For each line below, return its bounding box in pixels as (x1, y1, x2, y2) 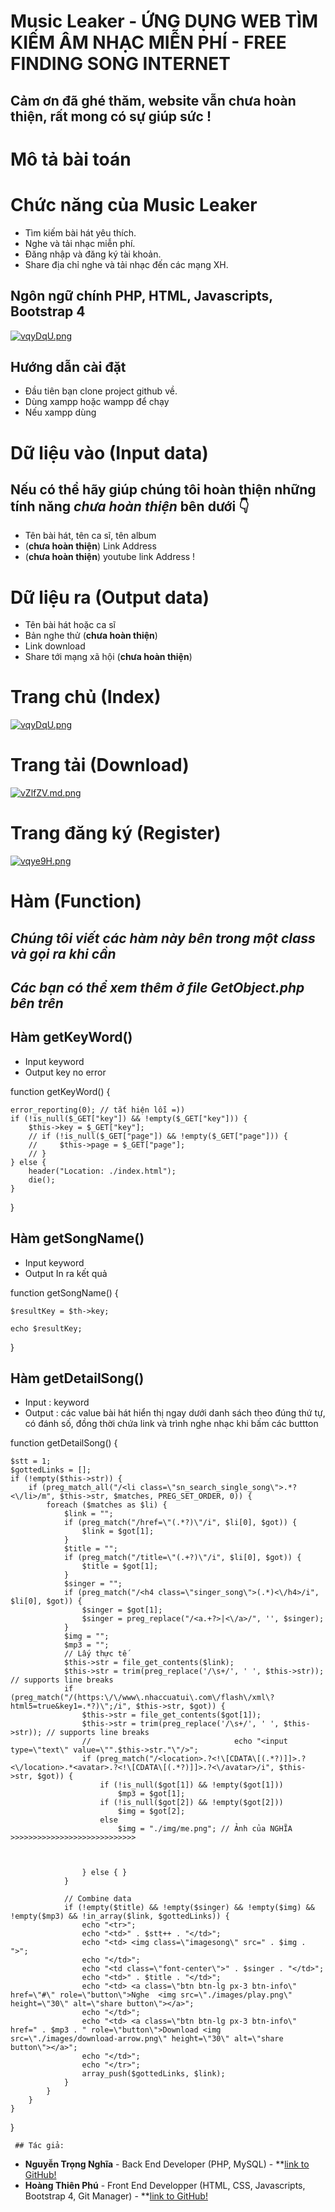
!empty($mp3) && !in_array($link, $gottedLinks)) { (10, 1911, 230, 1922)
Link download (24, 640, 86, 652)
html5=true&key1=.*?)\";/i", (10, 1701, 132, 1712)
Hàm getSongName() (10, 1230, 145, 1247)
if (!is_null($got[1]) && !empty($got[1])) (99, 1780, 284, 1790)
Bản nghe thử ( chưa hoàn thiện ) (24, 630, 158, 642)
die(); (28, 1175, 56, 1185)
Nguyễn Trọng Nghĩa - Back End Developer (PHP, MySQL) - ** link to (24, 2158, 310, 2170)
